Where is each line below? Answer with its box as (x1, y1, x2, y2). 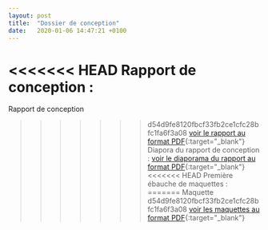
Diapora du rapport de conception (147, 145, 260, 155)
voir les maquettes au (189, 204, 260, 214)
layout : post (8, 11, 52, 20)
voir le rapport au (189, 129, 246, 138)
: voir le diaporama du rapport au (147, 153, 256, 164)
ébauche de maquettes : (147, 179, 228, 188)
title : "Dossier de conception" (8, 19, 120, 27)
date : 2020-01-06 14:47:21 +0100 (8, 26, 127, 34)
